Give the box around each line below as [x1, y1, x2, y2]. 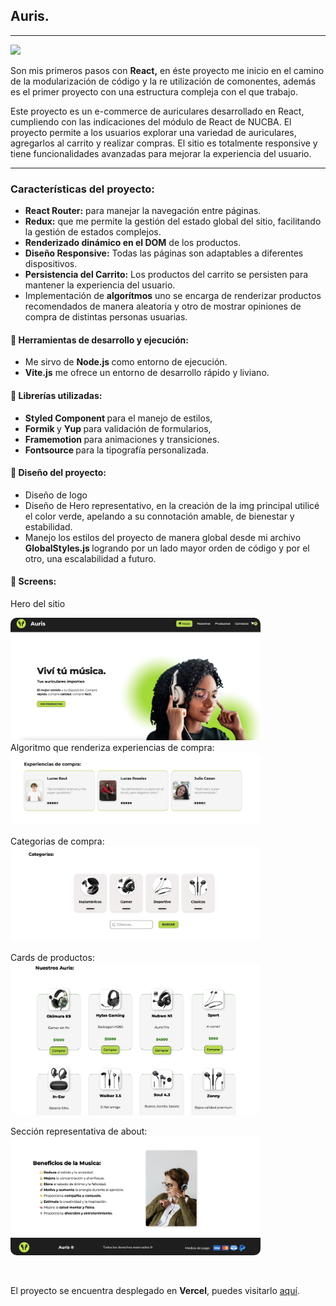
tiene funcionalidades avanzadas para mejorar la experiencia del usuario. [10, 147, 312, 159]
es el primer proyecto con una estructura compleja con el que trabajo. [10, 85, 298, 98]
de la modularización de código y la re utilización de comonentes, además [10, 75, 317, 87]
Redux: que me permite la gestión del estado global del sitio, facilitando [24, 215, 322, 228]
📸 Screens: [10, 575, 57, 588]
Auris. [10, 8, 50, 25]
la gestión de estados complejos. [24, 226, 162, 238]
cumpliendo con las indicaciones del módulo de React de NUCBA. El [10, 115, 292, 128]
